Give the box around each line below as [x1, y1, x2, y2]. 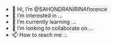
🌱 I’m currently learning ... [11, 18, 76, 25]
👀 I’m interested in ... [11, 12, 63, 19]
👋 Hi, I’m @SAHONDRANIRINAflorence [11, 6, 108, 12]
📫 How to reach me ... [11, 32, 68, 38]
